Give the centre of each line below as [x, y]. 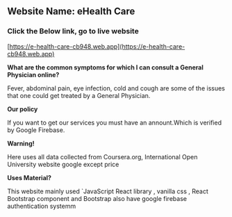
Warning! [21, 143]
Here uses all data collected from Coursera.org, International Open [102, 156]
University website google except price [63, 164]
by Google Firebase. [36, 130]
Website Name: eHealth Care [71, 11]
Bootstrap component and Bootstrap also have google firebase [97, 198]
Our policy [23, 109]
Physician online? [33, 74]
